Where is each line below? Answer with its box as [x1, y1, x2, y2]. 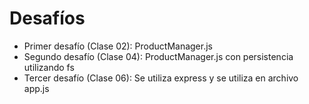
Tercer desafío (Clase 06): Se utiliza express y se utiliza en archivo [23, 72, 299, 84]
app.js [23, 82, 50, 94]
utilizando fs [23, 61, 75, 73]
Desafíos [9, 7, 86, 30]
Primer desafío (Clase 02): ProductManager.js [23, 40, 213, 52]
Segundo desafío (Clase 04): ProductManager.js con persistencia [23, 50, 294, 62]
